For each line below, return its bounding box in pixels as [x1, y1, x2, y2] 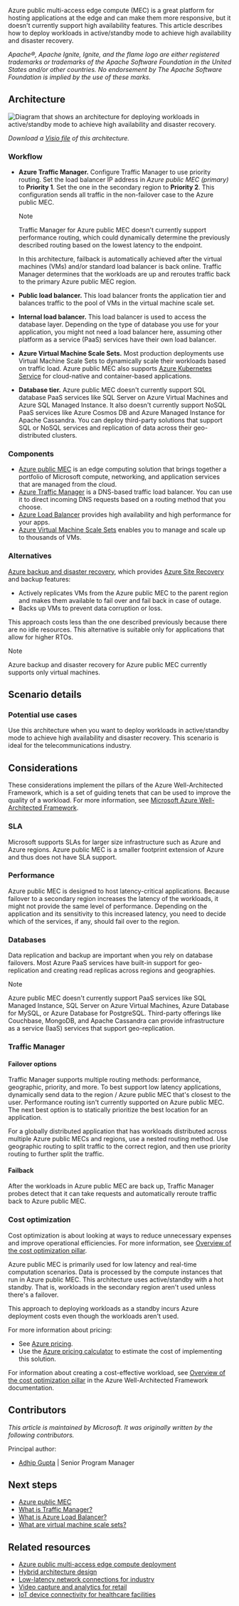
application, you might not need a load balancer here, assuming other [18, 328, 223, 336]
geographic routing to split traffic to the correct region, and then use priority [8, 1142, 231, 1151]
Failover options [8, 1059, 58, 1068]
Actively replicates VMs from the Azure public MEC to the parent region [18, 588, 228, 597]
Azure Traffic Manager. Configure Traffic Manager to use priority [18, 168, 211, 177]
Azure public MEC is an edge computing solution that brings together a [18, 465, 227, 473]
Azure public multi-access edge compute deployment [18, 1560, 176, 1569]
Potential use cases [8, 710, 78, 720]
